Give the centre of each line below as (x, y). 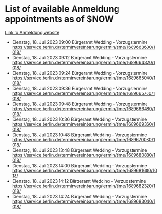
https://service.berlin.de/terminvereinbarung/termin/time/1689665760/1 (83, 93)
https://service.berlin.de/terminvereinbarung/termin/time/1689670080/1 (83, 139)
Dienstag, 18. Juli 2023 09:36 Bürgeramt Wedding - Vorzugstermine (80, 88)
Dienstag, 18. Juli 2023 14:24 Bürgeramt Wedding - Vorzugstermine (79, 196)
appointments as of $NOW (59, 19)
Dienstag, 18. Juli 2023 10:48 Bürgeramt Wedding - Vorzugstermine (79, 135)
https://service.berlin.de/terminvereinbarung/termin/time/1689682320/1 (84, 186)
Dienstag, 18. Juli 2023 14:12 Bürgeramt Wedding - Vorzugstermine (79, 181)
